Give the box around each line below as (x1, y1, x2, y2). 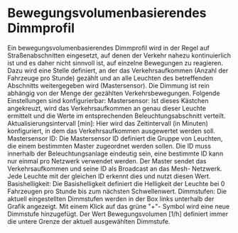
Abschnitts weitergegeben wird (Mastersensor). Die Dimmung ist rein (7, 81, 210, 90)
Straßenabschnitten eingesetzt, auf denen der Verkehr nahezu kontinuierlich (7, 51, 232, 60)
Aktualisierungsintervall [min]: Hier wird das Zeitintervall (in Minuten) (7, 119, 208, 127)
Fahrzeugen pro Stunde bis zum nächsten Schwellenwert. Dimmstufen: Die (7, 187, 227, 195)
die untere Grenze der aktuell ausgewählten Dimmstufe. (7, 217, 171, 225)
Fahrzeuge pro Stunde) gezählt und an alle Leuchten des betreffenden (7, 73, 213, 82)
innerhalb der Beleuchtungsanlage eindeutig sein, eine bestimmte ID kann (7, 149, 224, 158)
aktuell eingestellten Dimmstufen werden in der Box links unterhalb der (7, 194, 215, 203)
